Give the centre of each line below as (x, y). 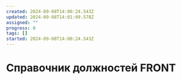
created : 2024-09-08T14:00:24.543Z (50, 11)
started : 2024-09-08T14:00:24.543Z (50, 39)
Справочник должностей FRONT (91, 68)
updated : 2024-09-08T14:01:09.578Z (50, 17)
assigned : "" (22, 22)
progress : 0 (21, 28)
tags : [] (17, 34)
